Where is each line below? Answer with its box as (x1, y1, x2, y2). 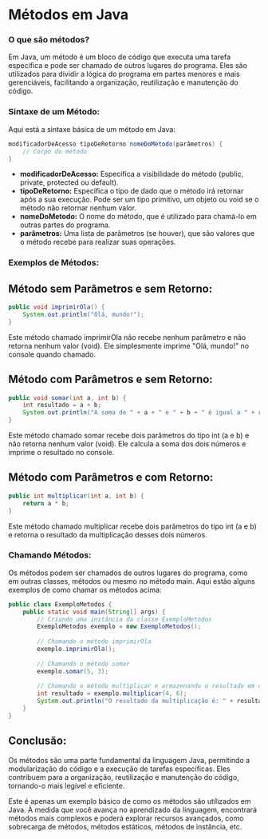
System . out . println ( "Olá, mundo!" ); (22, 310, 145, 319)
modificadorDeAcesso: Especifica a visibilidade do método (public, (19, 170, 244, 179)
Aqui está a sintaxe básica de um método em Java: (8, 124, 175, 134)
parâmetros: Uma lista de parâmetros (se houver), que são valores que (19, 229, 255, 238)
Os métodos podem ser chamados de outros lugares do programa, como (8, 568, 248, 577)
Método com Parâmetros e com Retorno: (8, 470, 214, 485)
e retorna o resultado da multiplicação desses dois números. (8, 529, 207, 539)
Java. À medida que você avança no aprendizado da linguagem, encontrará (8, 805, 258, 814)
